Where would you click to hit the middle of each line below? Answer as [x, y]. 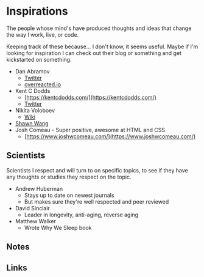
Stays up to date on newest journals [69, 195]
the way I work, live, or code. [43, 34]
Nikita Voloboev [35, 110]
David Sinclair [32, 208]
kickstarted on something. [39, 59]
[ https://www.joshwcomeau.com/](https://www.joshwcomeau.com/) [110, 136]
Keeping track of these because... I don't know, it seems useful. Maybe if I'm [102, 46]
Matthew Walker [36, 221]
